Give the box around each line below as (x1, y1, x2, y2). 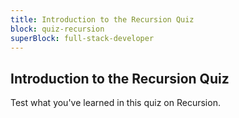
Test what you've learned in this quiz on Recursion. (10, 97, 221, 109)
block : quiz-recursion (10, 24, 105, 34)
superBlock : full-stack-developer (10, 33, 155, 43)
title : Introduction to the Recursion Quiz (10, 14, 195, 25)
